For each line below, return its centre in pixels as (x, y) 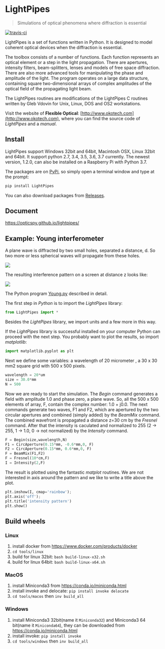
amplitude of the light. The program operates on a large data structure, (77, 78)
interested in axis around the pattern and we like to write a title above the (79, 477)
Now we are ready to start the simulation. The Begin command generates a (82, 394)
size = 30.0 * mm (21, 379)
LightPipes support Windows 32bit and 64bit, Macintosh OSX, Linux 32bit (80, 151)
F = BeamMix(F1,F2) (25, 454)
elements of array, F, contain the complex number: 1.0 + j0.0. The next (76, 404)
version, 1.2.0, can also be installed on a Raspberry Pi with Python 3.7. (76, 162)
